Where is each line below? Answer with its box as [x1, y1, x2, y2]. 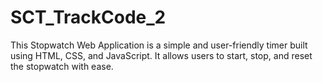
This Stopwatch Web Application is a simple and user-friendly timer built [10, 39, 308, 51]
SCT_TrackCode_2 [10, 6, 167, 29]
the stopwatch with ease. [10, 60, 114, 72]
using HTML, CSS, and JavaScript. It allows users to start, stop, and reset [10, 49, 313, 61]
